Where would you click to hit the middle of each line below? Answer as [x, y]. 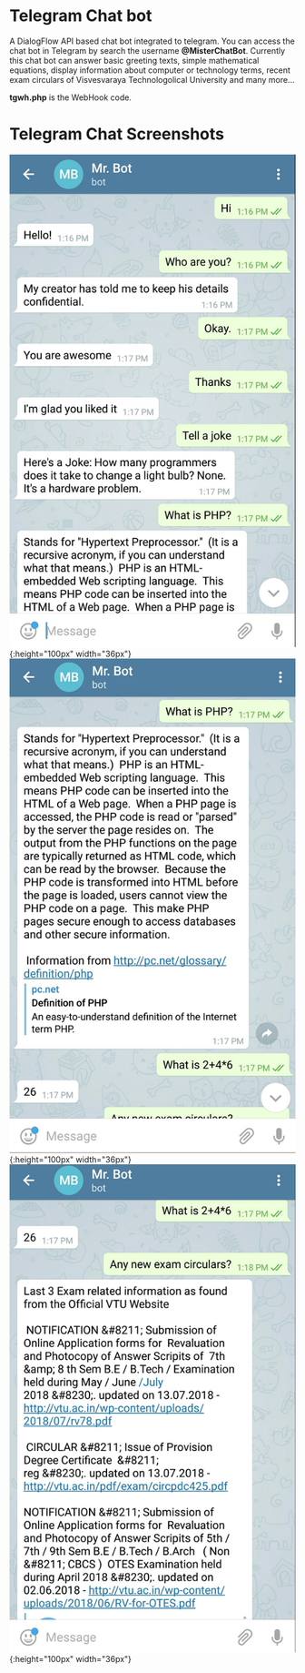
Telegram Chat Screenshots [117, 134]
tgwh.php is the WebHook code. [70, 97]
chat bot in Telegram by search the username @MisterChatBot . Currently [148, 50]
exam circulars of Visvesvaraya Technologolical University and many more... [152, 79]
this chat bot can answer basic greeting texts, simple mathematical [134, 60]
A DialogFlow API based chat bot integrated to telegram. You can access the [152, 41]
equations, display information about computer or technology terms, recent [150, 70]
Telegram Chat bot [81, 16]
